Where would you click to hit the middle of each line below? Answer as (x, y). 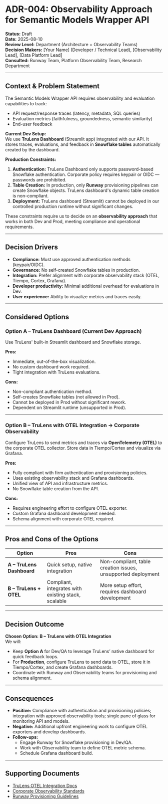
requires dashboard (123, 591)
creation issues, (118, 568)
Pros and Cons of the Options (52, 539)
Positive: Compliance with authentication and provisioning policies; (82, 710)
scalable (56, 601)
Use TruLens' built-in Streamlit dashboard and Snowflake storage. (73, 342)
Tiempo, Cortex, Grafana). (39, 280)
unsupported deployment (130, 574)
